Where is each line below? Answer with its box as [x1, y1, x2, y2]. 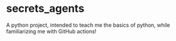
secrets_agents [6, 2, 85, 15]
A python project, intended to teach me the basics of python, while [6, 21, 170, 29]
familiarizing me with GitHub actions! [6, 27, 97, 34]
